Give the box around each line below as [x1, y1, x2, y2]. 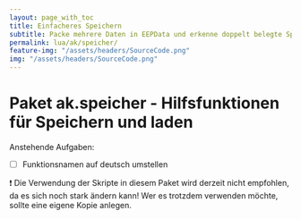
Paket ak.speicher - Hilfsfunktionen [9, 93, 280, 114]
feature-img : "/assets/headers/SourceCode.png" [9, 46, 191, 55]
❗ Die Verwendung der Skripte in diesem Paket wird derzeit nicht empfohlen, [9, 178, 289, 188]
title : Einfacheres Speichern [9, 21, 123, 30]
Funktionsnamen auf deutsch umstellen [21, 158, 168, 170]
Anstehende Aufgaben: [9, 141, 95, 152]
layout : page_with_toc [9, 13, 94, 22]
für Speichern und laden [9, 113, 193, 132]
